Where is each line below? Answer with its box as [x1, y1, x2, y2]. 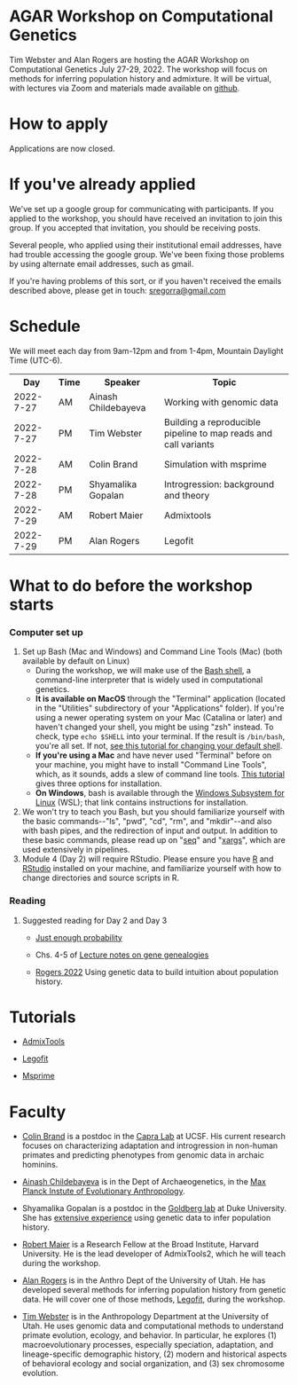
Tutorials [9, 1007, 76, 1027]
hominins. [21, 1160, 59, 1170]
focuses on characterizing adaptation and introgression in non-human [21, 1140, 278, 1151]
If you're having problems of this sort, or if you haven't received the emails [9, 275, 282, 286]
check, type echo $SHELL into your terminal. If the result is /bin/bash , [35, 731, 286, 742]
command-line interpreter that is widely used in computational [35, 674, 263, 685]
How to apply [9, 114, 109, 134]
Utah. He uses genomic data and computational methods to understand [21, 1320, 284, 1332]
